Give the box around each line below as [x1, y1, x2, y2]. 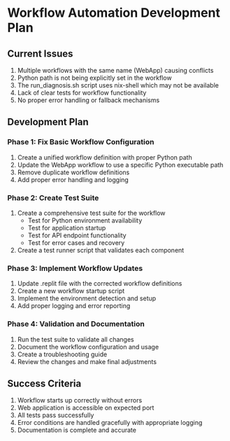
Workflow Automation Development [7, 5, 220, 21]
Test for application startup [27, 223, 106, 232]
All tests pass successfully [17, 411, 94, 419]
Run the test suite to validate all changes [17, 335, 134, 344]
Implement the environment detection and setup [17, 294, 157, 302]
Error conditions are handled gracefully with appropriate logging [17, 419, 203, 427]
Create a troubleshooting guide [17, 350, 108, 358]
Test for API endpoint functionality [27, 231, 127, 239]
